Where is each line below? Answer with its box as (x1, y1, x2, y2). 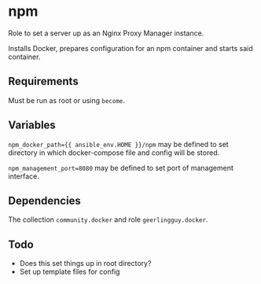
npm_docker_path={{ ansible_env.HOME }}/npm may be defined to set (8, 139, 230, 149)
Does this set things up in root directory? (19, 259, 152, 268)
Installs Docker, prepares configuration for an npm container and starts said (8, 43, 253, 53)
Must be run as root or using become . (8, 95, 126, 105)
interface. (8, 172, 39, 181)
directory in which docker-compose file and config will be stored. (8, 148, 220, 157)
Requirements (8, 75, 79, 88)
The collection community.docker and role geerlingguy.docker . (8, 215, 208, 224)
